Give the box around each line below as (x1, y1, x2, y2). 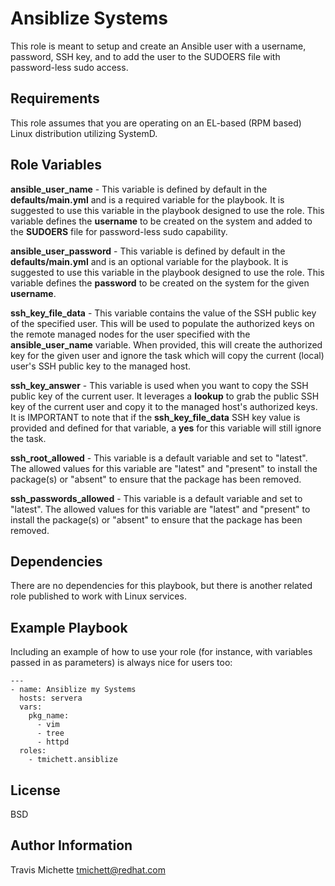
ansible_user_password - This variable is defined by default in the (10, 245, 286, 257)
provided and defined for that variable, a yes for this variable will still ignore (10, 422, 322, 434)
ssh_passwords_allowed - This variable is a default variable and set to (10, 492, 303, 504)
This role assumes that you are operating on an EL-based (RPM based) (10, 117, 302, 129)
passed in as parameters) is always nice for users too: (10, 657, 233, 669)
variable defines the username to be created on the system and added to (10, 215, 313, 227)
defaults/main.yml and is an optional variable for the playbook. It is (10, 255, 289, 267)
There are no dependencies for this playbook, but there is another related (10, 580, 313, 592)
